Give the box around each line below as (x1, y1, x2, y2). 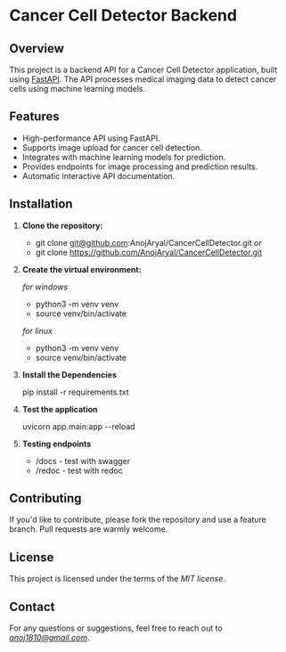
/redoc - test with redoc (35, 465, 123, 476)
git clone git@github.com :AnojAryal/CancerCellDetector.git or (35, 237, 262, 248)
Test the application (21, 403, 98, 414)
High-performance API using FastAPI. (21, 133, 160, 143)
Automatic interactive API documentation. (21, 170, 176, 181)
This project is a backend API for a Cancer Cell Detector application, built (9, 64, 278, 75)
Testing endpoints (21, 438, 92, 449)
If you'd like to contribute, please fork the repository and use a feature (9, 514, 267, 526)
